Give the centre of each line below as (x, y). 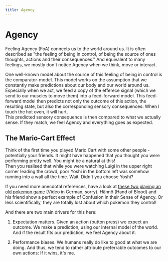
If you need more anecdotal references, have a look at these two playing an (83, 187)
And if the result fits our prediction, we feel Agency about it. (74, 233)
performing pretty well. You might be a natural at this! (60, 161)
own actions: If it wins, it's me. (44, 253)
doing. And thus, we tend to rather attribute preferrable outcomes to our (87, 248)
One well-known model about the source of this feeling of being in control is (84, 74)
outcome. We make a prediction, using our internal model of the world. (85, 227)
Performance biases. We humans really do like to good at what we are (85, 242)
